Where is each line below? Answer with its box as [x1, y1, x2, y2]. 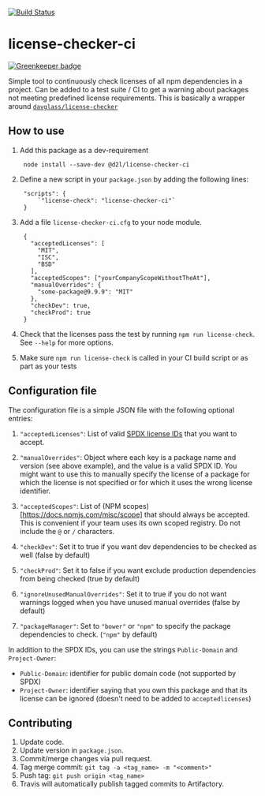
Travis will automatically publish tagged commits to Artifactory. [19, 779, 225, 789]
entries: [8, 413, 33, 423]
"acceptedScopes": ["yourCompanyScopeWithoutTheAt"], [30, 274, 211, 282]
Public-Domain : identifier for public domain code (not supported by [19, 668, 237, 678]
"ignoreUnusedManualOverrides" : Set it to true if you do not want [19, 589, 227, 599]
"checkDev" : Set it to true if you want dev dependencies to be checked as [19, 541, 257, 551]
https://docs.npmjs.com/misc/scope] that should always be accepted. [22, 510, 250, 519]
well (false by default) [19, 550, 91, 559]
